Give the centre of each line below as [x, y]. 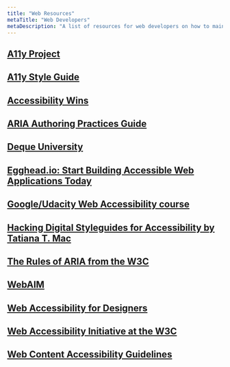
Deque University [45, 147]
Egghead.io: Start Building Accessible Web [101, 170]
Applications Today [50, 181]
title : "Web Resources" [41, 13]
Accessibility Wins [48, 100]
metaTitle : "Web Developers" [49, 20]
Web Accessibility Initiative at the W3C [92, 332]
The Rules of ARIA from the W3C [78, 261]
